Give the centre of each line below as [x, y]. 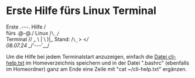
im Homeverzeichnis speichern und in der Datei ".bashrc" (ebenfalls [107, 63]
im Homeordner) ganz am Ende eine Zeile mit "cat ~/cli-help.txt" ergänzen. [97, 69]
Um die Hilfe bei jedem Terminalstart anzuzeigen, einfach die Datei [87, 56]
